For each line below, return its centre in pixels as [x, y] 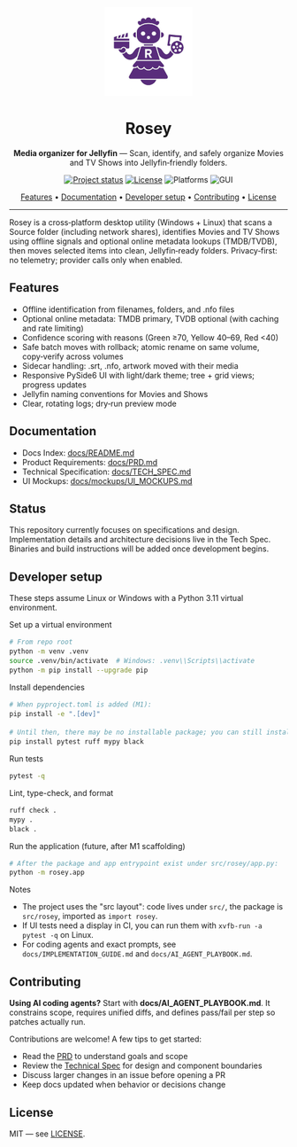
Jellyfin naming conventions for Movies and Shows [115, 394]
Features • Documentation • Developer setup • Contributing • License [148, 197]
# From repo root [41, 642]
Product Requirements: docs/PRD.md [90, 462]
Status [28, 508]
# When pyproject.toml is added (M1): [80, 704]
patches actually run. [47, 1022]
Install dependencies [47, 687]
